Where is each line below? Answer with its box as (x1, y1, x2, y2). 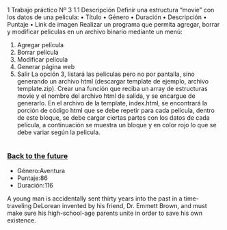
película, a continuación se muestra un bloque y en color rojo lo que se (16, 121, 217, 129)
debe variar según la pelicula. (16, 128, 101, 136)
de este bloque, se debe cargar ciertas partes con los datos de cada (16, 114, 210, 122)
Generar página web (16, 63, 75, 71)
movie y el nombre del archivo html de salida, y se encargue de (16, 92, 196, 100)
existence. (7, 216, 36, 225)
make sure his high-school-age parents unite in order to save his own (7, 209, 203, 218)
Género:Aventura (16, 167, 66, 175)
